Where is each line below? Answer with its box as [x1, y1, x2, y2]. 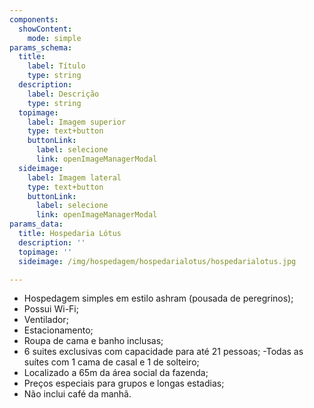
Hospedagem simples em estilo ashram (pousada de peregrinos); [23, 292, 294, 305]
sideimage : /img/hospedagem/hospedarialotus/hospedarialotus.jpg [18, 256, 297, 266]
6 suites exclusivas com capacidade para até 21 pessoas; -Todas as [23, 346, 304, 358]
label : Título [27, 61, 86, 71]
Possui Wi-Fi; [23, 303, 79, 315]
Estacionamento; [23, 324, 94, 336]
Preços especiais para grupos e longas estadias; [23, 377, 225, 390]
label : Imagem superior [27, 117, 127, 127]
